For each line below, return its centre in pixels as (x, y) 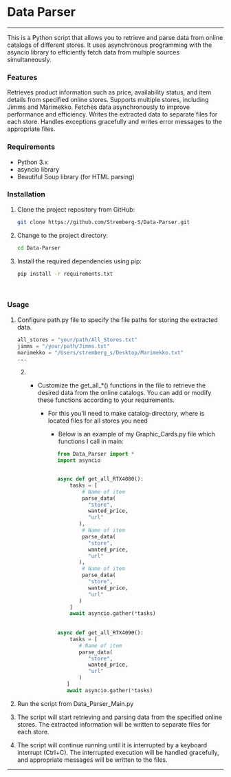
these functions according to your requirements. (106, 400)
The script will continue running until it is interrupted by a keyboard (112, 745)
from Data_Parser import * (96, 454)
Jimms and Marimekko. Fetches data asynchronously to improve (99, 107)
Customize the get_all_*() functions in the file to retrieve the (122, 385)
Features (22, 77)
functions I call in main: (91, 441)
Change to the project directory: (63, 235)
